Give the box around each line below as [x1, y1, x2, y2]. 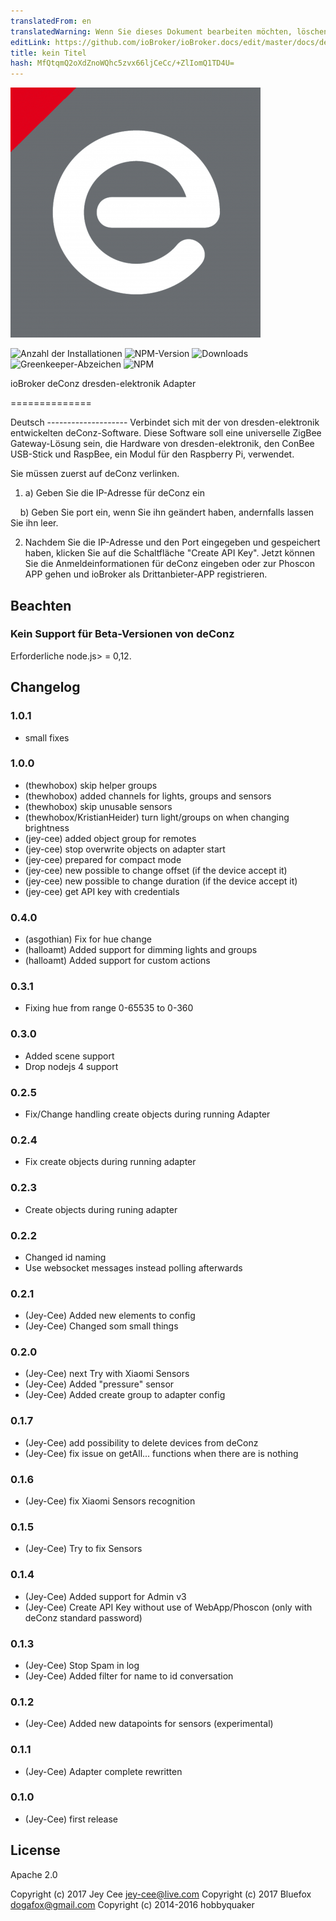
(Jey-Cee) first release [24, 1813, 119, 1825]
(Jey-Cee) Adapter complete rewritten [24, 1765, 183, 1777]
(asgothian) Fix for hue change [24, 933, 152, 945]
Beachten [10, 597, 72, 614]
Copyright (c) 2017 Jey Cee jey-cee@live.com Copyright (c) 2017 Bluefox [10, 1888, 312, 1900]
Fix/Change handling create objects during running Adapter [24, 1108, 271, 1120]
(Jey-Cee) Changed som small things [24, 1320, 179, 1332]
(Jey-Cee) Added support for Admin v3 [24, 1590, 187, 1602]
